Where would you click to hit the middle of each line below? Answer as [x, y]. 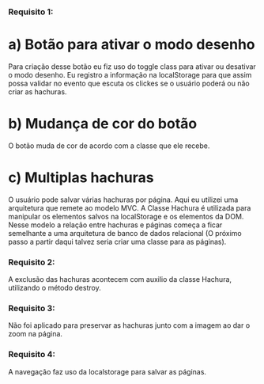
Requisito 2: [32, 262]
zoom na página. [36, 334]
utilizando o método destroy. [55, 288]
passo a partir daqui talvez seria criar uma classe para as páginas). [117, 241]
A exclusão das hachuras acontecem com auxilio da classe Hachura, [120, 279]
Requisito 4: [32, 355]
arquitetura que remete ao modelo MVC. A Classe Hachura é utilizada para [130, 207]
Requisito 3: [32, 308]
